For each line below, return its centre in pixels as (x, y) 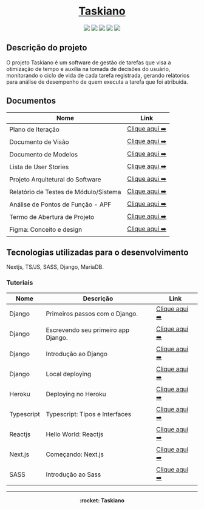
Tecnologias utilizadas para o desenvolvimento (97, 252)
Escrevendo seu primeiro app (88, 330)
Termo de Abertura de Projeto (52, 217)
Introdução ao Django (77, 354)
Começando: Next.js (75, 454)
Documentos (31, 101)
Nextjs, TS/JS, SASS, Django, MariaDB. (55, 267)
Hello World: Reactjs (75, 434)
